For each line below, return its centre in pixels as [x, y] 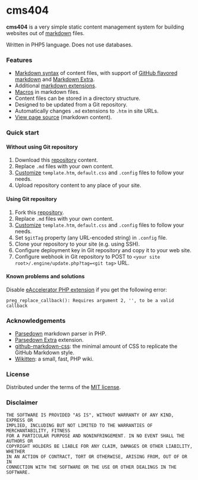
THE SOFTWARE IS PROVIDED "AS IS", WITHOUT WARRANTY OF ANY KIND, [90, 415]
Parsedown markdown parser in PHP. [61, 334]
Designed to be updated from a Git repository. [71, 105]
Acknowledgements [36, 321]
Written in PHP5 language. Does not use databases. [70, 45]
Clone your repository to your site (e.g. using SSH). [77, 244]
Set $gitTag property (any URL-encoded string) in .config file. [91, 237]
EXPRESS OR [20, 420]
